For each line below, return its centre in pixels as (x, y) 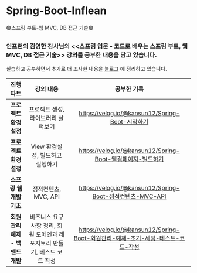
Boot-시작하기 (129, 122)
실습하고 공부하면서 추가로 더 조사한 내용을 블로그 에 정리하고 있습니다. (86, 69)
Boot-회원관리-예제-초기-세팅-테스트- (127, 238)
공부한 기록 (129, 89)
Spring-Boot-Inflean (56, 11)
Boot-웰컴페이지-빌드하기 (129, 159)
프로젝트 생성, (47, 110)
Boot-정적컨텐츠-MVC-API (129, 196)
